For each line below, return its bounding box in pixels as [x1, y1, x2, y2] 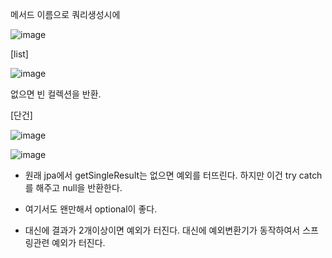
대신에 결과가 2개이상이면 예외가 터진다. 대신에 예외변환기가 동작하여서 [24, 224, 301, 236]
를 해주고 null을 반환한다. [24, 182, 123, 193]
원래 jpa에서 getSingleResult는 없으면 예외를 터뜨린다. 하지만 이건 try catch [24, 169, 323, 181]
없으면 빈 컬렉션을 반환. [10, 88, 102, 100]
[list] [10, 48, 29, 60]
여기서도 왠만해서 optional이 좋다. [24, 203, 158, 215]
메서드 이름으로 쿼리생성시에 [10, 9, 121, 20]
